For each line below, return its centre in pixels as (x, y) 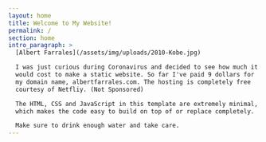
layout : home (30, 16)
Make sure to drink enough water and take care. (98, 126)
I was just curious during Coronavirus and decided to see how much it (137, 67)
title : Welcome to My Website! (60, 23)
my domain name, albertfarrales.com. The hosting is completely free (133, 82)
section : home (32, 38)
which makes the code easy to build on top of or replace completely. (135, 111)
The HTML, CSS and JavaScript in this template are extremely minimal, (137, 104)
